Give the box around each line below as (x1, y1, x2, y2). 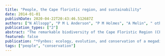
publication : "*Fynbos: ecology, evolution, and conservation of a (5, 39, 146, 44)
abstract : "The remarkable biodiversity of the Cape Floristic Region (5, 30, 153, 35)
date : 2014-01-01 (5, 12, 41, 17)
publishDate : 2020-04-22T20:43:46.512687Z (5, 16, 93, 21)
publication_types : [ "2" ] (5, 25, 58, 30)
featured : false (5, 35, 38, 39)
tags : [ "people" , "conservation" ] (5, 43, 76, 48)
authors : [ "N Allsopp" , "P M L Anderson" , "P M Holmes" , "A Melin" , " (5, 20, 153, 26)
